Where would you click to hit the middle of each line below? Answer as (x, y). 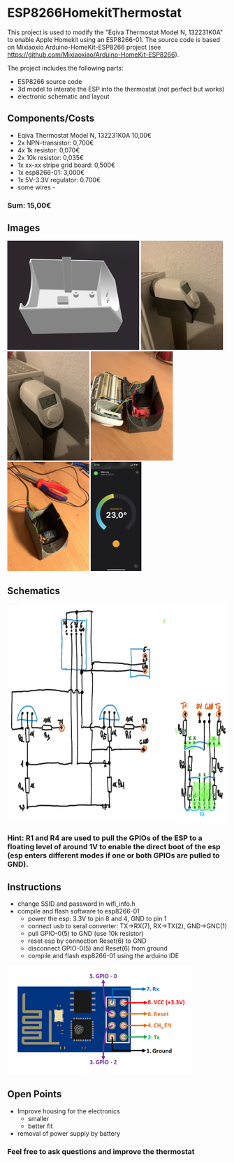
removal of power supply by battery (69, 1133)
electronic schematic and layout (63, 96)
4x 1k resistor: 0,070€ (49, 150)
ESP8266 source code (50, 81)
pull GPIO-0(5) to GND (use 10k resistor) (86, 934)
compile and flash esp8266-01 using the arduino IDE (103, 956)
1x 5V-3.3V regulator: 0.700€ (59, 180)
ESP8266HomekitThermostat (94, 13)
